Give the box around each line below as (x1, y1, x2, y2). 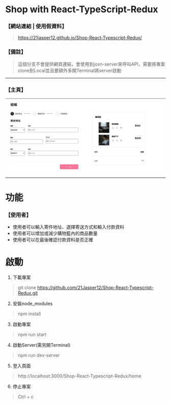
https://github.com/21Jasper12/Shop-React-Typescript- (37, 284, 154, 291)
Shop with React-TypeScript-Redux (5, 4, 159, 15)
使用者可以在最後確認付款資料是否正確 (12, 236, 93, 243)
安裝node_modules (12, 300, 53, 306)
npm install (17, 311, 41, 317)
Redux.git (17, 290, 38, 296)
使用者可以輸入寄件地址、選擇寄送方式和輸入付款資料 (12, 224, 125, 230)
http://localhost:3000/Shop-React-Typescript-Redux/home (17, 373, 141, 379)
